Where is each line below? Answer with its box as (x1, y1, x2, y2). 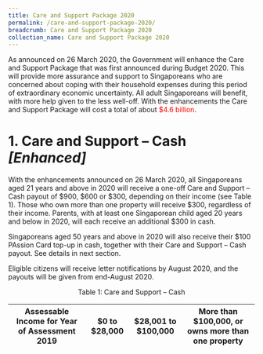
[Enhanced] (8, 149, 87, 167)
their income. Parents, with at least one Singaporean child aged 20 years (8, 209, 243, 218)
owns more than (187, 326, 249, 337)
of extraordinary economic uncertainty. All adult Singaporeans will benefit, (8, 88, 248, 98)
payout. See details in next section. (8, 249, 121, 258)
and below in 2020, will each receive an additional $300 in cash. (8, 217, 216, 226)
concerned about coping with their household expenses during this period (8, 80, 248, 89)
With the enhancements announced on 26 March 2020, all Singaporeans (8, 175, 243, 184)
